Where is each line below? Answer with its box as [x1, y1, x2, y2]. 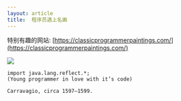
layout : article [7, 10, 53, 17]
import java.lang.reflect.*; [7, 70, 90, 76]
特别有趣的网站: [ [7, 35, 55, 44]
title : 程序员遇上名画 [7, 16, 68, 23]
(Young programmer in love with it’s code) [7, 76, 133, 83]
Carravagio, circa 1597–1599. [7, 87, 94, 94]
